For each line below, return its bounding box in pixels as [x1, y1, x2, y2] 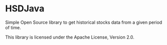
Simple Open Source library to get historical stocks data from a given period [5, 19, 162, 25]
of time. [5, 24, 21, 30]
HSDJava [5, 3, 45, 14]
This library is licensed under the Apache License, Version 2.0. [5, 34, 134, 40]
